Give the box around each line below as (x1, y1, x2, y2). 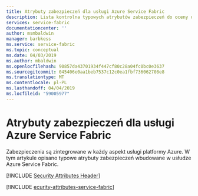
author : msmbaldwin (6, 31, 54, 36)
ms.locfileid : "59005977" (6, 91, 70, 97)
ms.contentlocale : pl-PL (6, 80, 67, 86)
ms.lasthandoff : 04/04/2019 (6, 85, 75, 91)
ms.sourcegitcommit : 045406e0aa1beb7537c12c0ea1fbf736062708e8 (6, 69, 165, 75)
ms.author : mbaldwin (6, 58, 57, 64)
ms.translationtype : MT (6, 74, 65, 80)
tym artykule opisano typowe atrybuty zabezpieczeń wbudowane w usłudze (6, 154, 192, 161)
